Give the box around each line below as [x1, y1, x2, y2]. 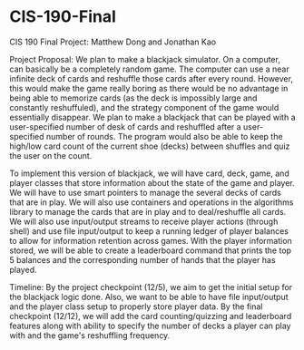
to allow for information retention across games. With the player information [9, 235, 292, 246]
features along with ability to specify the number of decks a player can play [9, 320, 291, 331]
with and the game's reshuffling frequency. [9, 329, 171, 341]
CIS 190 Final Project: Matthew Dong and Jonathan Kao [9, 36, 216, 47]
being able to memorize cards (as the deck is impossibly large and [9, 92, 258, 103]
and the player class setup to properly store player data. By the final [9, 301, 263, 312]
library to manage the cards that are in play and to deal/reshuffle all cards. [9, 206, 287, 217]
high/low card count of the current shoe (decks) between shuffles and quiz [9, 141, 290, 151]
